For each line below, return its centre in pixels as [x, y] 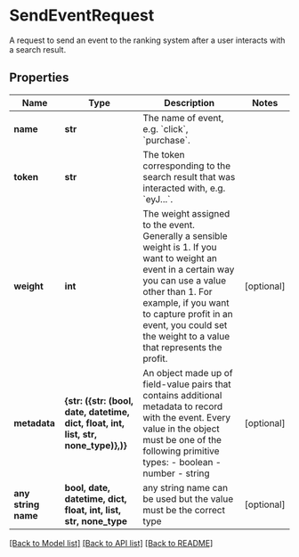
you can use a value [185, 280]
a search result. [38, 49]
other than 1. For [178, 291]
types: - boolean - [182, 462]
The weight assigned [186, 213]
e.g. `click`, [166, 128]
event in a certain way [189, 269]
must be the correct [184, 510]
